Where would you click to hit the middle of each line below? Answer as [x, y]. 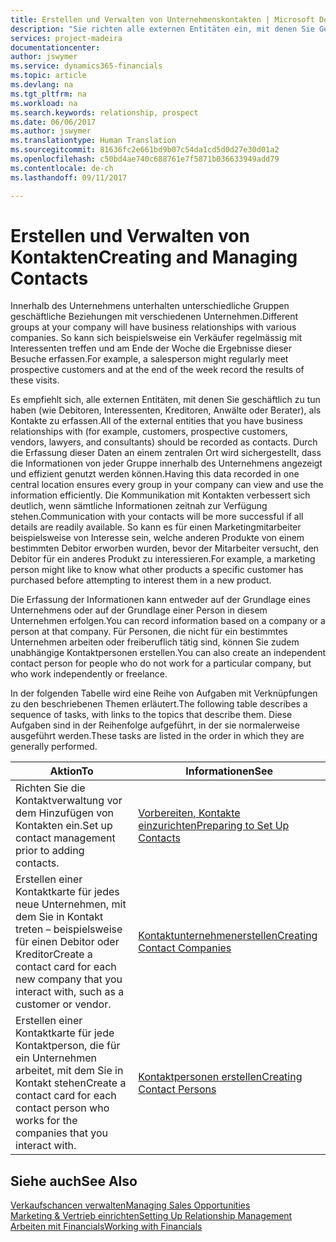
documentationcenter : [55, 47]
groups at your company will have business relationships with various [153, 327]
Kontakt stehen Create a [71, 1083]
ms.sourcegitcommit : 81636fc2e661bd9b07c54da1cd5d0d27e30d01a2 [145, 150]
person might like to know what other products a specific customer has [157, 570]
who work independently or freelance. [89, 674]
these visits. [35, 380]
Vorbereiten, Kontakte [189, 813]
